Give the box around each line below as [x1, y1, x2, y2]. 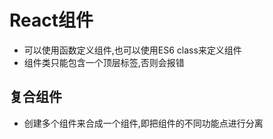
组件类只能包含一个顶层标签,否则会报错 [23, 56, 185, 68]
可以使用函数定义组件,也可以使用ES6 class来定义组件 [23, 44, 242, 56]
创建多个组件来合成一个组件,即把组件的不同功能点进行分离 [23, 117, 264, 129]
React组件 [9, 9, 94, 32]
